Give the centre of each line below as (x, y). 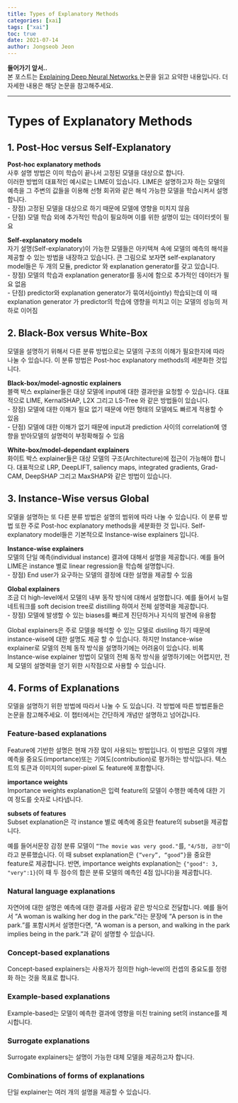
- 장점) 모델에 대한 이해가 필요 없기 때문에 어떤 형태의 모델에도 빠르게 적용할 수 (115, 409)
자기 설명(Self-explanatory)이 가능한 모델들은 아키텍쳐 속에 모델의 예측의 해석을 (118, 248)
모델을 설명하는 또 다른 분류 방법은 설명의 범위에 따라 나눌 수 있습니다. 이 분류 (114, 516)
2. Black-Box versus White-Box (78, 333)
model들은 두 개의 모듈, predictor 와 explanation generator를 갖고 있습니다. (113, 266)
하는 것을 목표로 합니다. (47, 978)
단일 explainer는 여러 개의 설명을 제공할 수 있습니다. (79, 1092)
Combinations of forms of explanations (76, 1075)
